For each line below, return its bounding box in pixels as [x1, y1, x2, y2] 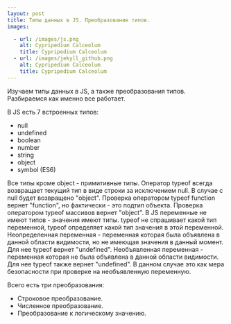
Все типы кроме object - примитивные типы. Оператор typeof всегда [7, 178, 213, 187]
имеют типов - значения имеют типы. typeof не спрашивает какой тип [7, 216, 217, 224]
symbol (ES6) [17, 165, 56, 173]
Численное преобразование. [17, 301, 104, 309]
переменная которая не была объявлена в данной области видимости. [7, 253, 219, 261]
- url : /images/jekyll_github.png [13, 55, 113, 62]
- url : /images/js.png [13, 35, 79, 42]
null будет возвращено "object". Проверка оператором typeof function [7, 194, 216, 202]
